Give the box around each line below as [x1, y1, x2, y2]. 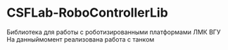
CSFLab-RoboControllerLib [6, 5, 168, 21]
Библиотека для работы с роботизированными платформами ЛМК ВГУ [6, 28, 221, 36]
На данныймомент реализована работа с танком [6, 35, 155, 43]
